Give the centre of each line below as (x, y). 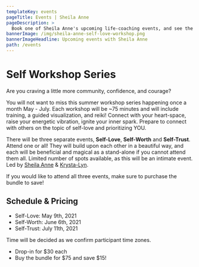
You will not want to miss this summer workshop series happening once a (96, 103)
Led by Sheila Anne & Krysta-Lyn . (47, 164)
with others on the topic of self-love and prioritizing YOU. (76, 128)
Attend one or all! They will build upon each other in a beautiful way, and (95, 145)
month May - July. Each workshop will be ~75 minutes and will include (92, 108)
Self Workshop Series (61, 74)
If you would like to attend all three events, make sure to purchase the (91, 176)
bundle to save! (25, 182)
